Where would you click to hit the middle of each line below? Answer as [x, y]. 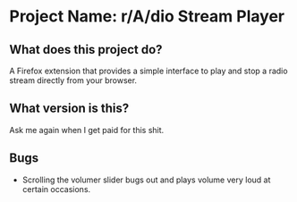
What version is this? [69, 109]
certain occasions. [56, 189]
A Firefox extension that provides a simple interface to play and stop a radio [148, 71]
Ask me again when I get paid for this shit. [87, 130]
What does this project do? [86, 50]
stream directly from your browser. [73, 80]
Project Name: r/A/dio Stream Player [147, 17]
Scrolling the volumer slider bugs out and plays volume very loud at [146, 180]
